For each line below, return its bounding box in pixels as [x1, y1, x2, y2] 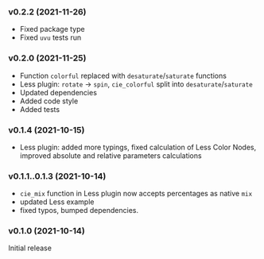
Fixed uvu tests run [19, 33, 82, 42]
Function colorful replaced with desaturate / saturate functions [19, 71, 227, 80]
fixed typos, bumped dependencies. [19, 206, 139, 215]
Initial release [8, 243, 52, 253]
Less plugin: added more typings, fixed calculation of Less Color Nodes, [19, 142, 257, 152]
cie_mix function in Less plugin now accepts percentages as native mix [19, 189, 253, 199]
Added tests [19, 104, 60, 114]
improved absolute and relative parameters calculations [19, 150, 202, 160]
